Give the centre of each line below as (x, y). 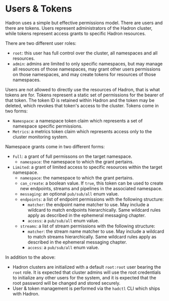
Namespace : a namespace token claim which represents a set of (77, 121)
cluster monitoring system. (40, 137)
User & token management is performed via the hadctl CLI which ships (86, 288)
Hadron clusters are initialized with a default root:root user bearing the (87, 267)
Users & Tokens (39, 9)
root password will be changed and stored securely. (66, 283)
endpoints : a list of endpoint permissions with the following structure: (92, 199)
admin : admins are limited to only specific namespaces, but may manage (88, 64)
